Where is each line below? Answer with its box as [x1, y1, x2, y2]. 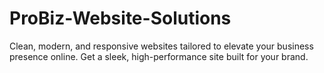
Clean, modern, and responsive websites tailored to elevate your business [9, 40, 314, 52]
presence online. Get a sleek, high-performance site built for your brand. [9, 50, 309, 62]
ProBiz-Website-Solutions [9, 7, 232, 30]
